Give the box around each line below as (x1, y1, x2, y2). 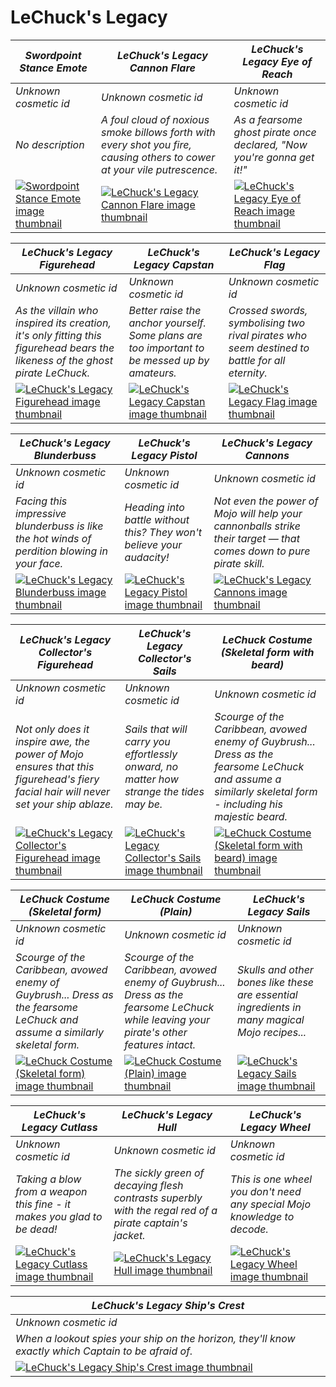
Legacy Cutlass (21, 1120, 98, 1134)
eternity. (228, 366, 268, 380)
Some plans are (128, 328, 203, 342)
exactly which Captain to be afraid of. (15, 1344, 193, 1358)
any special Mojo (229, 1197, 312, 1211)
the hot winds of (15, 531, 92, 545)
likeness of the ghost (15, 353, 113, 367)
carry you (124, 734, 171, 748)
